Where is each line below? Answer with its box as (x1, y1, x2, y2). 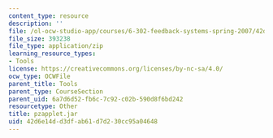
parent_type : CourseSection (8, 87, 104, 96)
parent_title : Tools (8, 80, 79, 88)
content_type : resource (8, 11, 89, 20)
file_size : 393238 (8, 34, 71, 43)
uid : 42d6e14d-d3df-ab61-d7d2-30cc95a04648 (8, 118, 158, 126)
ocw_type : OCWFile (8, 72, 71, 80)
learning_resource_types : (8, 50, 96, 58)
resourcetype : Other (8, 102, 79, 110)
